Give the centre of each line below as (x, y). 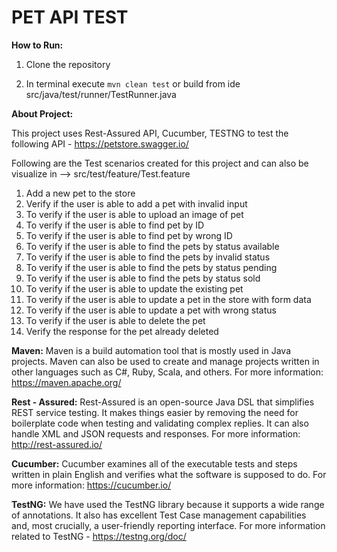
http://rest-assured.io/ (57, 444)
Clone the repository (68, 64)
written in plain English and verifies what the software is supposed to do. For (169, 474)
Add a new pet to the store (80, 193)
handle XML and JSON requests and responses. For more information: (156, 433)
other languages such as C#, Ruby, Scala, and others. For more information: (167, 372)
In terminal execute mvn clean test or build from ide (133, 83)
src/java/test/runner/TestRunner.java (101, 94)
